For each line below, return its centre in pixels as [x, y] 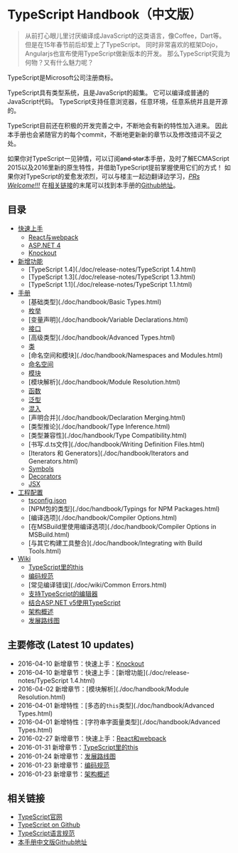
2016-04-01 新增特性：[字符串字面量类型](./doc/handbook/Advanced [119, 722]
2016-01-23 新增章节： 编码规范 [64, 765]
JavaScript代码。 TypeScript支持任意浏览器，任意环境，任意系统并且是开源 [118, 101]
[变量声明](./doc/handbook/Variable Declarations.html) [108, 319]
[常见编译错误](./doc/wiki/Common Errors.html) [97, 585]
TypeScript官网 [40, 817]
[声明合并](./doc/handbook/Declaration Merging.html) [107, 417]
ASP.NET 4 [44, 245]
